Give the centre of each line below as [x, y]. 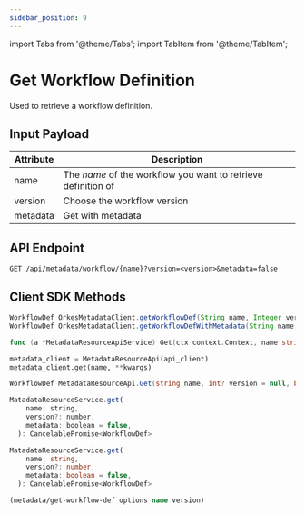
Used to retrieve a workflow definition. [81, 105]
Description [177, 160]
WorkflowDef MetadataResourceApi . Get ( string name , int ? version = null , [150, 384]
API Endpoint [47, 247]
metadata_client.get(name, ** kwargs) [81, 367]
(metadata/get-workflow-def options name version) [107, 500]
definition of [89, 186]
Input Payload [49, 134]
